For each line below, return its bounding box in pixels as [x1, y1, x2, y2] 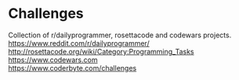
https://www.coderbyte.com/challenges [8, 63, 137, 72]
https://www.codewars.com [8, 55, 98, 64]
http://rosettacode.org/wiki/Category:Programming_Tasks [8, 47, 194, 56]
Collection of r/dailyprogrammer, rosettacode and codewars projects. [8, 30, 232, 40]
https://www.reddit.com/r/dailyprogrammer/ [8, 38, 150, 47]
